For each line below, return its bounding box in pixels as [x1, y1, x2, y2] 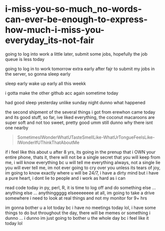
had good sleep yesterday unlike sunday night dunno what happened [5, 99, 146, 105]
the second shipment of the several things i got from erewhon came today [5, 109, 156, 115]
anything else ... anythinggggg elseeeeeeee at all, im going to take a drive [5, 190, 155, 196]
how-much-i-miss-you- [5, 25, 105, 35]
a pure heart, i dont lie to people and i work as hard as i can [5, 175, 126, 181]
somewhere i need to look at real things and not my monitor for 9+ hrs [5, 195, 147, 201]
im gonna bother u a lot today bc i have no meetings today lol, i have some [5, 204, 156, 210]
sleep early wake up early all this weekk [5, 80, 86, 87]
